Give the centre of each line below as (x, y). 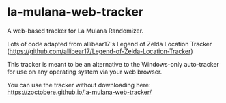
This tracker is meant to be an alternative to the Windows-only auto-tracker (113, 64)
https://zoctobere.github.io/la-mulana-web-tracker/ (80, 92)
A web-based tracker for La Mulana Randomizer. (75, 31)
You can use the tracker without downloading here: (79, 85)
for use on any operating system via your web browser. (85, 72)
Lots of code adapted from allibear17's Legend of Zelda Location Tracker (110, 44)
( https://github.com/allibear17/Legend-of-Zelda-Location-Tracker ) (100, 51)
